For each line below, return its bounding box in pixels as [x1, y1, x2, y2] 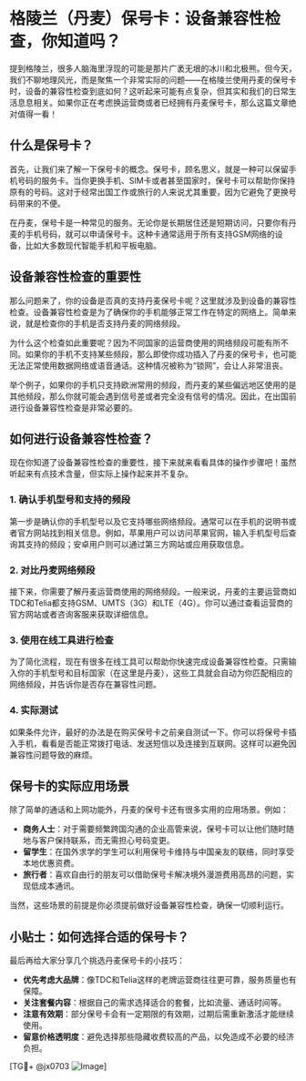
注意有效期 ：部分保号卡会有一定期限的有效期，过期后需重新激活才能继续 [22, 1008, 294, 1020]
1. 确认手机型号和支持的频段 [9, 494, 131, 506]
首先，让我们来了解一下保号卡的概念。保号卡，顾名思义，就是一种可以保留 [9, 163, 289, 174]
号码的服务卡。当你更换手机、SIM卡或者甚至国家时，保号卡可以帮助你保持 [16, 175, 296, 186]
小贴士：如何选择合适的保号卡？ [9, 929, 189, 944]
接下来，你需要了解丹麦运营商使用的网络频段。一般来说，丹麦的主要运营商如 [9, 586, 297, 597]
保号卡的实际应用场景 [9, 778, 129, 793]
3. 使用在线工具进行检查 [9, 634, 114, 647]
